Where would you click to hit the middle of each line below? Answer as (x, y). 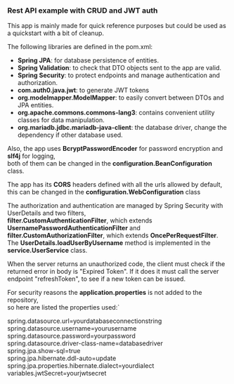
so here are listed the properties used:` (64, 307)
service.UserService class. (47, 251)
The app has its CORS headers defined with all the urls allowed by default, (115, 185)
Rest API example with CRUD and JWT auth (83, 11)
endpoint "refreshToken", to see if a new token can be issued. (97, 279)
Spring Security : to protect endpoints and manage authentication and (118, 75)
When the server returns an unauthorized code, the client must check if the (116, 264)
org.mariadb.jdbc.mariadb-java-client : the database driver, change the (122, 128)
